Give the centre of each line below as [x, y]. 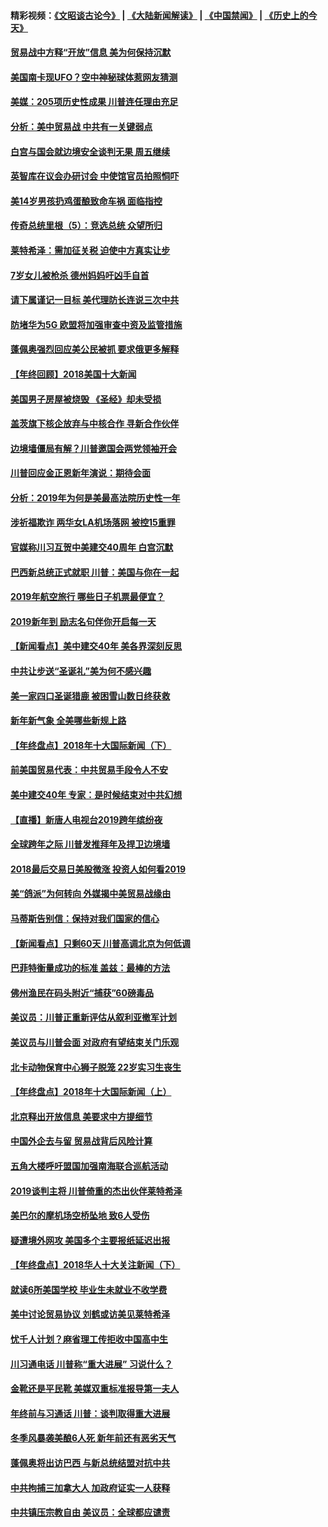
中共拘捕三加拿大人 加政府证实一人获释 [90, 1487]
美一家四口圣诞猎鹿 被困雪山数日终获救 [90, 696]
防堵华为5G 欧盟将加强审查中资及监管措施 [96, 324]
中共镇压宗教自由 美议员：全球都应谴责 [90, 1512]
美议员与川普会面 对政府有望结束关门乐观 [95, 1042]
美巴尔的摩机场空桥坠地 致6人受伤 [80, 1216]
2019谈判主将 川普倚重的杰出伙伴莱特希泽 [96, 1191]
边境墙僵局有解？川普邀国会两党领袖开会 [93, 448]
